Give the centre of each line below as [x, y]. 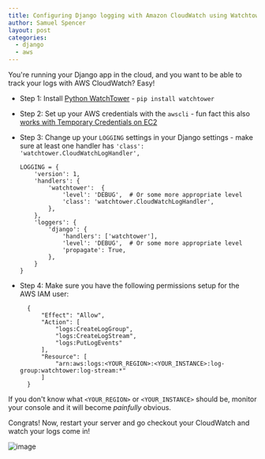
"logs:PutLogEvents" [89, 343]
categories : [28, 38]
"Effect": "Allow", [73, 315]
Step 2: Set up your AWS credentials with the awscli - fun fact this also [135, 114]
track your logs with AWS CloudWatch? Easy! [82, 83]
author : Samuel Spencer [47, 23]
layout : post [30, 30]
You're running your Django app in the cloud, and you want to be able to [125, 75]
